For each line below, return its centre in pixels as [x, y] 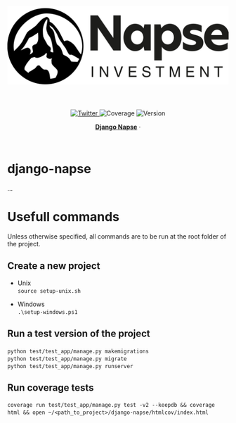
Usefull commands [64, 217]
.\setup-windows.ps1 [47, 312]
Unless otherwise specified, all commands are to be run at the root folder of [117, 236]
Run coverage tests [51, 388]
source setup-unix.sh [49, 291]
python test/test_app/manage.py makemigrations [78, 351]
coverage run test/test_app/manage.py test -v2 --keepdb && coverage [111, 405]
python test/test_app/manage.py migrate [67, 359]
